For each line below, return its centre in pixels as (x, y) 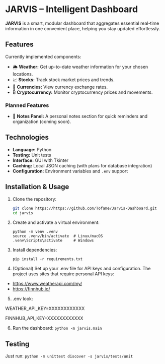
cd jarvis (23, 213)
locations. (23, 74)
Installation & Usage (37, 187)
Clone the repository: (34, 199)
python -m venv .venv (35, 232)
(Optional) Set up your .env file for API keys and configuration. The (81, 269)
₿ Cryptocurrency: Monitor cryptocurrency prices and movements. (82, 92)
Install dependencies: (35, 250)
